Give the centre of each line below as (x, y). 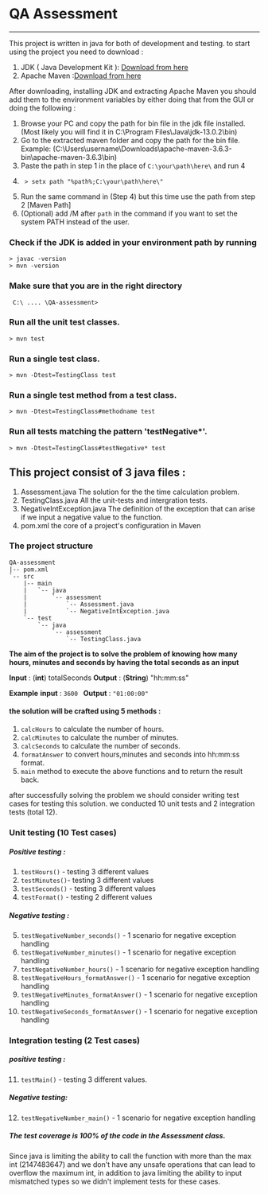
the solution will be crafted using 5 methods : (85, 711)
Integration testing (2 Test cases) (74, 1040)
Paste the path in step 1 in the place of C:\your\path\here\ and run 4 (133, 165)
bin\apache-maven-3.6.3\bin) (69, 157)
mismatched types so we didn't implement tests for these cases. (115, 1181)
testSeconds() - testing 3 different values (88, 889)
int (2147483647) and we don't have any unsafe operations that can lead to (132, 1164)
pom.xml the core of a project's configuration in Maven (111, 525)
